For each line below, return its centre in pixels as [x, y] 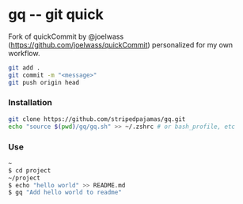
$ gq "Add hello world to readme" [65, 193]
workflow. [24, 53]
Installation [30, 103]
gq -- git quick [56, 15]
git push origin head [44, 82]
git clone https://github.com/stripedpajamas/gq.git [97, 119]
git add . [25, 68]
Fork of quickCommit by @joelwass [66, 36]
